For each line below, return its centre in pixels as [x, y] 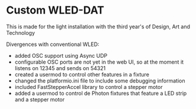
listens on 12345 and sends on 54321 [60, 68]
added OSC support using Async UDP [61, 55]
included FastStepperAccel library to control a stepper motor [89, 87]
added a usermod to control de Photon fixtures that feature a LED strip [101, 93]
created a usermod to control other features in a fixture [82, 74]
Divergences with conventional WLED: [53, 44]
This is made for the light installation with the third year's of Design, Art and [98, 27]
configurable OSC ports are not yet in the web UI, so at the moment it [99, 62]
